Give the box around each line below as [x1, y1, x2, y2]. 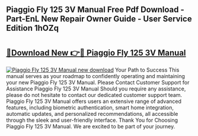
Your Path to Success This [114, 66, 180, 73]
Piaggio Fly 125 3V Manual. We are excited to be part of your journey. [6, 123, 175, 129]
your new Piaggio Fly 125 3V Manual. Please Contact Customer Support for [6, 79, 190, 86]
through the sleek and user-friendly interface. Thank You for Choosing [6, 116, 178, 124]
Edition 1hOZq [6, 23, 59, 33]
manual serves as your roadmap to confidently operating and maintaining [6, 73, 186, 79]
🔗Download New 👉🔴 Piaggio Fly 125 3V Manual [6, 47, 186, 58]
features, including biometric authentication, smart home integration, [6, 104, 174, 111]
